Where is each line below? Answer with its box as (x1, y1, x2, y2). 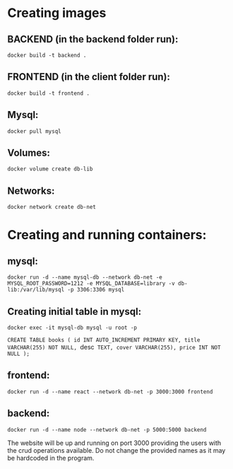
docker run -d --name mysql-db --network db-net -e (7, 274, 162, 281)
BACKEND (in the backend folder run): (7, 33, 179, 45)
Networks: (7, 185, 55, 197)
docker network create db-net (7, 204, 97, 211)
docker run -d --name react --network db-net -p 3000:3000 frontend (7, 388, 213, 395)
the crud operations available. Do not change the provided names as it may (7, 446, 226, 454)
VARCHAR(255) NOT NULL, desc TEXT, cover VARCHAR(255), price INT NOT (7, 343, 221, 352)
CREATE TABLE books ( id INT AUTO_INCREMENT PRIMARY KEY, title (7, 337, 201, 344)
